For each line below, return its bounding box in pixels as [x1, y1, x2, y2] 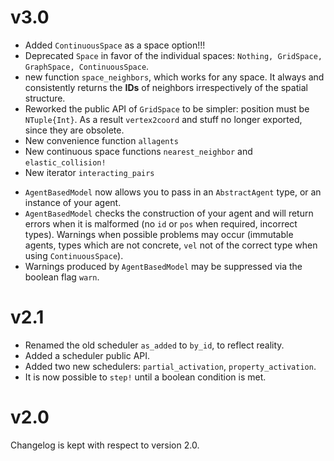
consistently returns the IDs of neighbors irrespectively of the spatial [24, 81, 308, 93]
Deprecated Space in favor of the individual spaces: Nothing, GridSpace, [24, 49, 323, 61]
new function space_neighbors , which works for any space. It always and [24, 71, 325, 83]
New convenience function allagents [24, 134, 179, 146]
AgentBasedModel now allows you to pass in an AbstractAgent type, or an [24, 186, 322, 198]
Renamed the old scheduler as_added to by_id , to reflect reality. [24, 339, 285, 351]
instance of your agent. [24, 196, 122, 208]
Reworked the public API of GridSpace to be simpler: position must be [24, 102, 310, 115]
